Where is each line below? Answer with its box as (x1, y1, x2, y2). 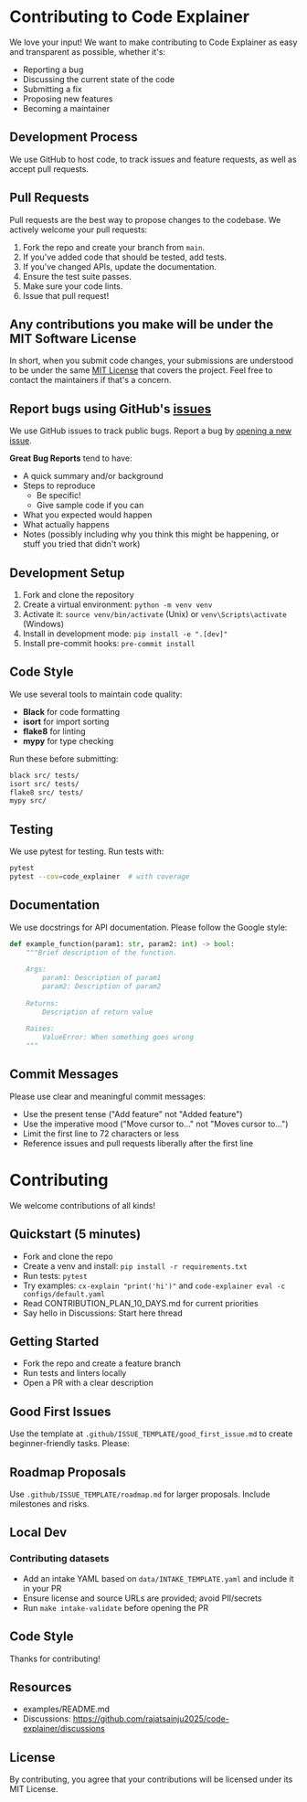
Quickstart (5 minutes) (9, 1227, 142, 1242)
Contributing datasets (9, 1552, 110, 1565)
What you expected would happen (22, 509, 153, 520)
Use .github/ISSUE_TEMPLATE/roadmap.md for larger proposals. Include (9, 1488, 271, 1500)
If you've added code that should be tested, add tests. (22, 251, 227, 262)
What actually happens (22, 519, 110, 530)
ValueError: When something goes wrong (42, 1033, 195, 1042)
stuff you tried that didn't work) (22, 538, 141, 549)
